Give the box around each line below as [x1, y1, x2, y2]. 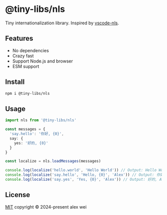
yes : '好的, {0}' [14, 141, 49, 145]
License [5, 191, 30, 199]
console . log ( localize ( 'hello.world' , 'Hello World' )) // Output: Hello [5, 168, 157, 173]
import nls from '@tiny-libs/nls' [5, 118, 77, 123]
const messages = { [5, 127, 46, 132]
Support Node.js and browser [12, 58, 73, 64]
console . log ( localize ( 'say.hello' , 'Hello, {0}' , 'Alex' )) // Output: [5, 172, 155, 177]
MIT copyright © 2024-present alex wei [5, 204, 87, 210]
